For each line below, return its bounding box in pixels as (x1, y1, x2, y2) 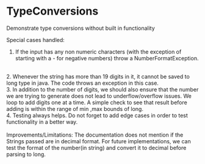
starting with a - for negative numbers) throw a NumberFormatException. (15, 54, 199, 62)
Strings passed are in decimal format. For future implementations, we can (6, 137, 191, 144)
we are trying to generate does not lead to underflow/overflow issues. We (6, 92, 192, 99)
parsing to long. (6, 151, 46, 158)
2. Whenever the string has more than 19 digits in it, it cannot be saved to (6, 73, 190, 80)
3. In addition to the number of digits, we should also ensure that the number (6, 85, 199, 93)
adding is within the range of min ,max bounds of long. (6, 105, 143, 112)
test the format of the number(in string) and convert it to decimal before (6, 144, 187, 151)
